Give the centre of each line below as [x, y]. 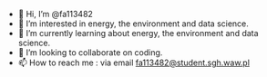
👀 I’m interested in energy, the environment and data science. [133, 24]
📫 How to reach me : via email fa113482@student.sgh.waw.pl [134, 63]
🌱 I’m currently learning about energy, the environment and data [138, 33]
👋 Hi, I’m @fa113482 [56, 14]
